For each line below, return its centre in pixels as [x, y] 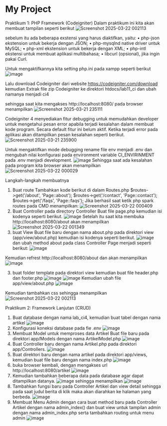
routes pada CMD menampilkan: [45, 206]
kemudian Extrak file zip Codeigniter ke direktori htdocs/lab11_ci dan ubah [81, 89]
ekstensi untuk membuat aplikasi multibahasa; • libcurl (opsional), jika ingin [83, 54]
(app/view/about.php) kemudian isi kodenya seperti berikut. [74, 237]
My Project [28, 9]
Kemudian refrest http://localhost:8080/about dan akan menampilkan [76, 258]
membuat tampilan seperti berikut [40, 28]
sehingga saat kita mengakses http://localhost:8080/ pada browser [74, 104]
